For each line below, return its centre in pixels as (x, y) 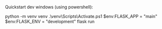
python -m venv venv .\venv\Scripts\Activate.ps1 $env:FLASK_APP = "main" (81, 16)
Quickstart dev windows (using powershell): (49, 7)
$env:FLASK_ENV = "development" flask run (50, 22)
